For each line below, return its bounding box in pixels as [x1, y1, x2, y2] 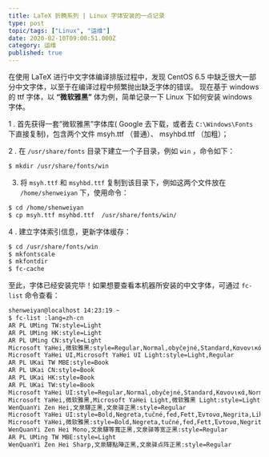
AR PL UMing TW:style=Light [8, 322, 102, 330]
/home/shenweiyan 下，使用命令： [19, 188, 130, 197]
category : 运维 [8, 42, 57, 50]
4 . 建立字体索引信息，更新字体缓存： [8, 226, 131, 237]
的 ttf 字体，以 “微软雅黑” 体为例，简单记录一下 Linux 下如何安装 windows [8, 92, 252, 101]
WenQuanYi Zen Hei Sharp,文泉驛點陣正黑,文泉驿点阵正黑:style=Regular [8, 440, 232, 449]
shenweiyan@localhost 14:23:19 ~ [8, 306, 120, 315]
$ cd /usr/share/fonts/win [8, 242, 98, 251]
